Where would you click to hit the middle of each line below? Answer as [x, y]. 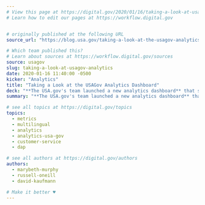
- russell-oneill [34, 175]
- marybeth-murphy [35, 170]
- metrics [24, 119]
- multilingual [31, 124]
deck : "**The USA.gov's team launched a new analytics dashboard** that [101, 91]
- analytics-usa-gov [38, 136]
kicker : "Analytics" [33, 79]
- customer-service [37, 141]
